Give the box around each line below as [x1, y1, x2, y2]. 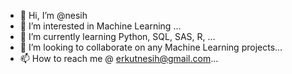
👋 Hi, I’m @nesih [19, 10, 88, 21]
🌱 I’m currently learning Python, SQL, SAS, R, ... [19, 31, 216, 42]
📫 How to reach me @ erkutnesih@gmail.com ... [19, 53, 219, 64]
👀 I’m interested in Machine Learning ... [19, 20, 182, 32]
